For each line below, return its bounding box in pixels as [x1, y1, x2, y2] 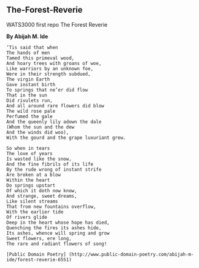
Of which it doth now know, [6, 187, 78, 193]
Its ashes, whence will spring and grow [6, 230, 110, 236]
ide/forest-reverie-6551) [6, 256, 72, 263]
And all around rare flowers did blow [6, 102, 104, 109]
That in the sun [6, 92, 47, 98]
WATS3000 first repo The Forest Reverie [6, 21, 108, 28]
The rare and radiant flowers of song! [6, 241, 107, 247]
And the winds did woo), [6, 129, 69, 135]
